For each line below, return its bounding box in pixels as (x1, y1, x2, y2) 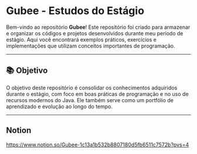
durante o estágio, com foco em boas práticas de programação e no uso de (6, 90, 189, 98)
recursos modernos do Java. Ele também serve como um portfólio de (6, 96, 174, 103)
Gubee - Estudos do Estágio (6, 4, 145, 18)
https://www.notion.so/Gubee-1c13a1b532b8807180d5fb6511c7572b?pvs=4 (6, 141, 189, 148)
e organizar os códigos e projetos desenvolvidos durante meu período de (6, 29, 184, 36)
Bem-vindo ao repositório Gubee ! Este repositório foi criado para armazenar (6, 24, 191, 31)
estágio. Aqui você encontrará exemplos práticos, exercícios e (6, 36, 157, 43)
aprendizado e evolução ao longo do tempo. (6, 103, 113, 110)
